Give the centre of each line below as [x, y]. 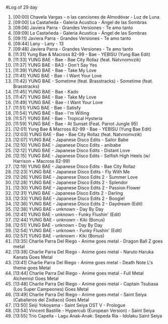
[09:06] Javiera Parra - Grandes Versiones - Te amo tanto [73, 28]
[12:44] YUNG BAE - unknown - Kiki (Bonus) [59, 220]
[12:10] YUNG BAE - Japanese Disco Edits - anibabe [67, 145]
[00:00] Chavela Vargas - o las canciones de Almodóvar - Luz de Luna [86, 17]
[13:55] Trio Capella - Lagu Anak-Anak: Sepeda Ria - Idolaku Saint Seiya [88, 316]
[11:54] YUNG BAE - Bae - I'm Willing [51, 113]
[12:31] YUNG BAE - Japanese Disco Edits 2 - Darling [68, 193]
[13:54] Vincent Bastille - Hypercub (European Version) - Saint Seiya [84, 310]
